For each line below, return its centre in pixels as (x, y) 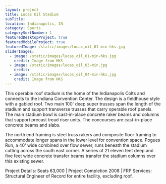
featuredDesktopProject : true (36, 38)
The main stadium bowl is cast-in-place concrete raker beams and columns (82, 114)
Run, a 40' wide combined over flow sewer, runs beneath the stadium (76, 145)
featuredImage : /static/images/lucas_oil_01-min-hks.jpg (65, 47)
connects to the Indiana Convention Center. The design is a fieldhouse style (83, 98)
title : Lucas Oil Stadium (32, 14)
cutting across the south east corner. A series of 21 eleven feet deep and (79, 150)
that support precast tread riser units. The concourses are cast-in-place (79, 119)
